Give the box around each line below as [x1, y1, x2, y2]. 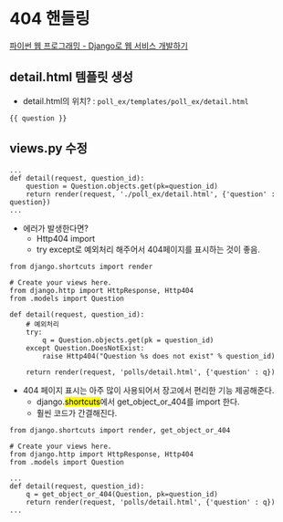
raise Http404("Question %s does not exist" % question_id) [42, 351, 276, 360]
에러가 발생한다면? [22, 223, 89, 234]
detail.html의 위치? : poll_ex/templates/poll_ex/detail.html [22, 95, 249, 106]
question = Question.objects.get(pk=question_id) [26, 182, 219, 191]
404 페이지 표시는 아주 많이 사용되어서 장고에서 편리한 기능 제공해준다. [22, 384, 275, 395]
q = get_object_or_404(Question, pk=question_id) [26, 489, 219, 498]
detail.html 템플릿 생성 [9, 69, 134, 85]
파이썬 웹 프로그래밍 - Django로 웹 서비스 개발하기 [9, 40, 189, 51]
